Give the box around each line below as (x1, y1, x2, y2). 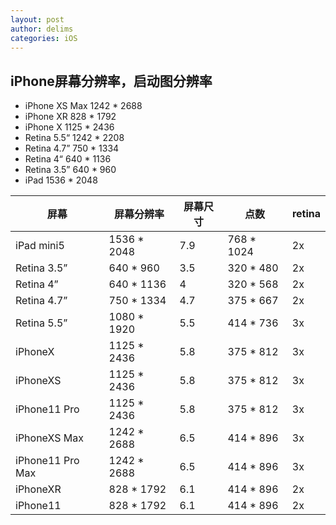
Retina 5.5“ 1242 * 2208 (24, 132, 125, 144)
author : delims (10, 24, 74, 34)
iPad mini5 (15, 239, 65, 253)
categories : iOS (10, 33, 78, 43)
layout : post (10, 14, 65, 25)
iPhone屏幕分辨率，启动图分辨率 (10, 72, 213, 90)
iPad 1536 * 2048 (24, 174, 98, 186)
